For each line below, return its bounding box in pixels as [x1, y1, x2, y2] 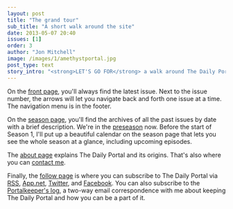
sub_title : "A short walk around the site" [7, 23, 135, 30]
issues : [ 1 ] [7, 36, 42, 43]
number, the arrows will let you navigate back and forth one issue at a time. [7, 94, 222, 102]
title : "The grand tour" [7, 17, 79, 24]
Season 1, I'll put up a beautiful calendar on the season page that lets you [7, 129, 216, 138]
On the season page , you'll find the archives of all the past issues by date [7, 115, 217, 123]
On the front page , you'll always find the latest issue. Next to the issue [7, 87, 208, 96]
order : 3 [7, 42, 33, 49]
